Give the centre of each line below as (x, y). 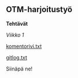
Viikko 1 (15, 35)
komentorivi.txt (24, 46)
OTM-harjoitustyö (39, 10)
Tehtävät (17, 23)
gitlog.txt (17, 57)
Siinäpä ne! (19, 69)
